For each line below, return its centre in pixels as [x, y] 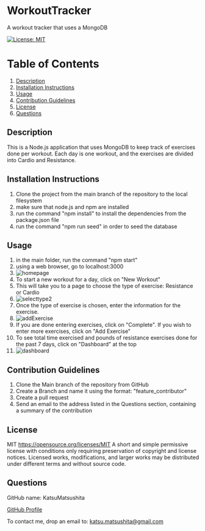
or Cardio [27, 293]
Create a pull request [42, 397]
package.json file [38, 219]
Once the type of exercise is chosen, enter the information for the [98, 305]
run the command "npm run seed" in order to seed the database [96, 226]
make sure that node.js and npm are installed [72, 207]
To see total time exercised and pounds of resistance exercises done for [106, 338]
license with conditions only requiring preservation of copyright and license [102, 451]
